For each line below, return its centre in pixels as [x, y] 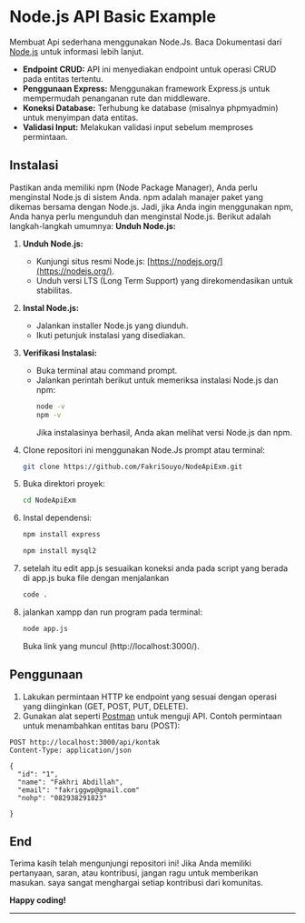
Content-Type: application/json [70, 750]
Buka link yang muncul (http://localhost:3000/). [111, 646]
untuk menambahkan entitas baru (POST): [101, 726]
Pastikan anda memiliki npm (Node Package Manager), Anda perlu [134, 187]
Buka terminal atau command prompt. [107, 370]
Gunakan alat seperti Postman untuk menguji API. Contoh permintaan [152, 716]
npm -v [49, 415]
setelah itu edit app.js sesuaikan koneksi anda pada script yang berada [155, 568]
